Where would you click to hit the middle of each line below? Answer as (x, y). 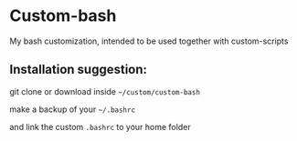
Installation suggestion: (79, 70)
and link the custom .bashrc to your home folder (100, 126)
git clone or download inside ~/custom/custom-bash (105, 91)
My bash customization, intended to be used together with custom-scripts (149, 41)
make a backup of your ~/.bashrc (72, 109)
